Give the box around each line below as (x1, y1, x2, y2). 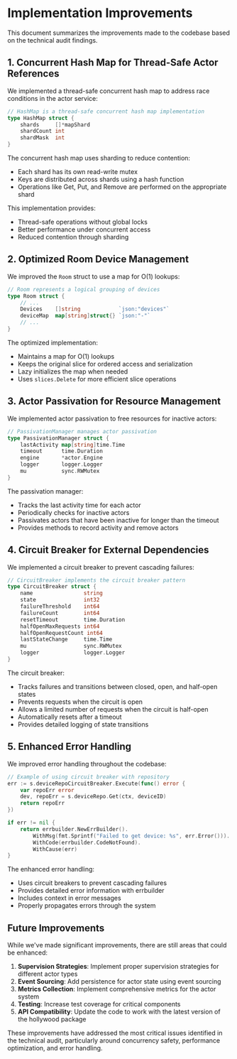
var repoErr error (20, 786, 75, 793)
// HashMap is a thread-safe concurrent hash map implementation (7, 108, 204, 115)
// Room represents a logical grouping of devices (7, 286, 160, 293)
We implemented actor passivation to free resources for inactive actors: (7, 414, 217, 423)
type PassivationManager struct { (7, 435, 110, 442)
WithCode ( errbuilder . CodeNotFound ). (33, 839, 141, 846)
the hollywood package (17, 1015, 87, 1023)
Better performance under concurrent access (17, 225, 151, 234)
